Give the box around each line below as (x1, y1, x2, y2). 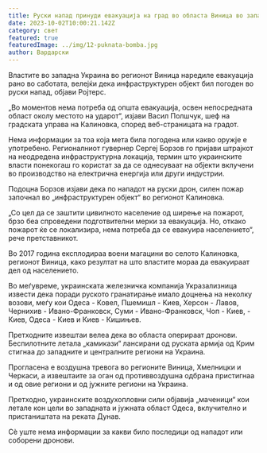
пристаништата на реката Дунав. (8, 412, 122, 421)
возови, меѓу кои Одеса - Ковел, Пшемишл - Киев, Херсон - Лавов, (8, 298, 239, 307)
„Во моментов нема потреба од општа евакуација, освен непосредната (8, 103, 253, 112)
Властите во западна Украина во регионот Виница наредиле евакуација (8, 71, 254, 79)
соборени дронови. (8, 436, 75, 445)
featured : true (8, 33, 59, 42)
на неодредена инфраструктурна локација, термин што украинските (8, 152, 242, 161)
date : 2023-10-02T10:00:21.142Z (8, 19, 115, 27)
